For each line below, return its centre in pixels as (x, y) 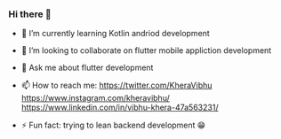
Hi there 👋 (30, 14)
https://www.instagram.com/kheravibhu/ (95, 98)
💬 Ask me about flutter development (87, 68)
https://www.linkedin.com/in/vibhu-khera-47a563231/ (120, 108)
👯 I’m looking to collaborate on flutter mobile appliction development (146, 50)
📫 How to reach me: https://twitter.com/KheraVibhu (116, 85)
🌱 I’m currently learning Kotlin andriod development (115, 34)
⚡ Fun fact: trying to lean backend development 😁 (113, 125)
